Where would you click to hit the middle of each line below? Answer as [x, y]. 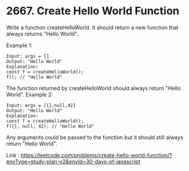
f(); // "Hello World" [34, 77]
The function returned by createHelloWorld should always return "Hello [93, 88]
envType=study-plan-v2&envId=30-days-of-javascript [73, 161]
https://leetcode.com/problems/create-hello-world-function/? [96, 155]
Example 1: [19, 45]
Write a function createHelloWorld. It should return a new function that [92, 27]
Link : [13, 155]
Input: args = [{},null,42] [41, 105]
